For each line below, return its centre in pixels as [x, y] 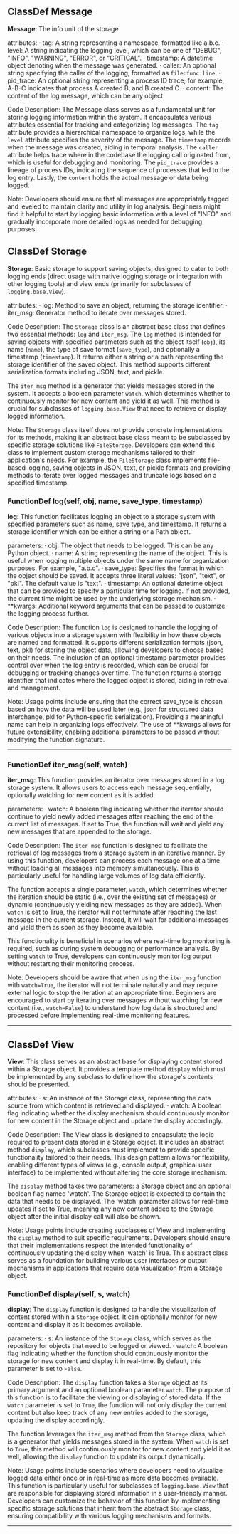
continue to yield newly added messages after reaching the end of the [110, 816]
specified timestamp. [38, 483]
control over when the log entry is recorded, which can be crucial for [108, 665]
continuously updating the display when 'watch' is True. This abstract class [118, 1253]
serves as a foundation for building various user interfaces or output [107, 1261]
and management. [34, 688]
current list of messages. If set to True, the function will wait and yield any [116, 824]
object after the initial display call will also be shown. [84, 1217]
